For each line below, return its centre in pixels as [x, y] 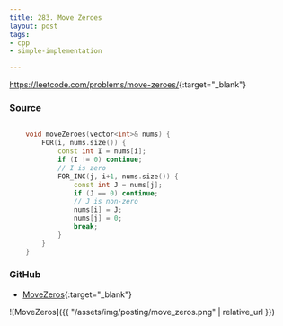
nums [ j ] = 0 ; [98, 218]
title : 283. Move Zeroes [56, 18]
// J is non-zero [106, 202]
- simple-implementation [56, 51]
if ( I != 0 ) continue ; [100, 160]
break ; [86, 227]
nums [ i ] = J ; [98, 210]
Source [26, 108]
